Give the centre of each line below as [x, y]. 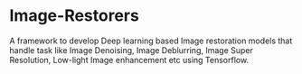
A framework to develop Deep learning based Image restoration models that [151, 41]
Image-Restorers [75, 16]
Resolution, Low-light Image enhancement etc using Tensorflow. [129, 60]
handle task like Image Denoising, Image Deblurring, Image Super [131, 50]
